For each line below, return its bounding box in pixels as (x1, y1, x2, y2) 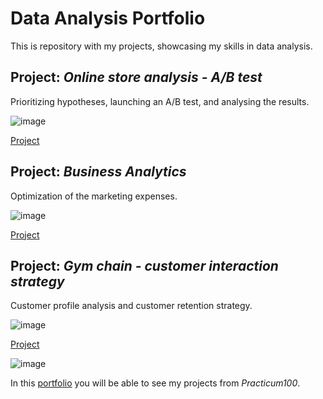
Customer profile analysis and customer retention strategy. (10, 300, 253, 312)
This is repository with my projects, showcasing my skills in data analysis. (10, 40, 313, 52)
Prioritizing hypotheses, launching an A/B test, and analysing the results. (10, 95, 310, 107)
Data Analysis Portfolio (10, 7, 206, 30)
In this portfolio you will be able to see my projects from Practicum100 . (10, 377, 301, 389)
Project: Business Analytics (10, 163, 187, 181)
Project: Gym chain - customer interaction (10, 257, 279, 274)
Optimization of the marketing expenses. (10, 190, 178, 202)
